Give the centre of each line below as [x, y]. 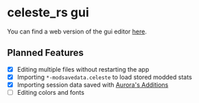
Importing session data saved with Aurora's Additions [93, 85]
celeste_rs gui [48, 13]
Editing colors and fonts [50, 92]
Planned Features [46, 53]
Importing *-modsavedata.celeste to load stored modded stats [104, 77]
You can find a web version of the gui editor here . [77, 31]
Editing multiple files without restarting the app [83, 69]
